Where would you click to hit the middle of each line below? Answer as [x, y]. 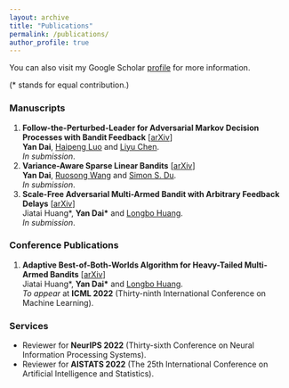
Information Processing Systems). [84, 355]
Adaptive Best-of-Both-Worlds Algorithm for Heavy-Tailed [132, 265]
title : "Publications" [51, 26]
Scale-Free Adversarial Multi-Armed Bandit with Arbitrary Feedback [151, 194]
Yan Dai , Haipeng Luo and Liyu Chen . [91, 146]
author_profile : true [49, 42]
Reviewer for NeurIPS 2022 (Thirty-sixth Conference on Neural [138, 345]
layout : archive [39, 17]
